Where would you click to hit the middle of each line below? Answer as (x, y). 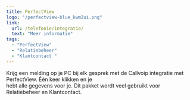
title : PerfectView (30, 12)
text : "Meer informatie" (42, 34)
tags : (13, 39)
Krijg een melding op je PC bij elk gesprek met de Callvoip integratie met (95, 73)
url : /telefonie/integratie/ (48, 28)
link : (13, 23)
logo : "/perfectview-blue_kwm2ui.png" (54, 17)
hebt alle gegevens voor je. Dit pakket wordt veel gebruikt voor (83, 85)
